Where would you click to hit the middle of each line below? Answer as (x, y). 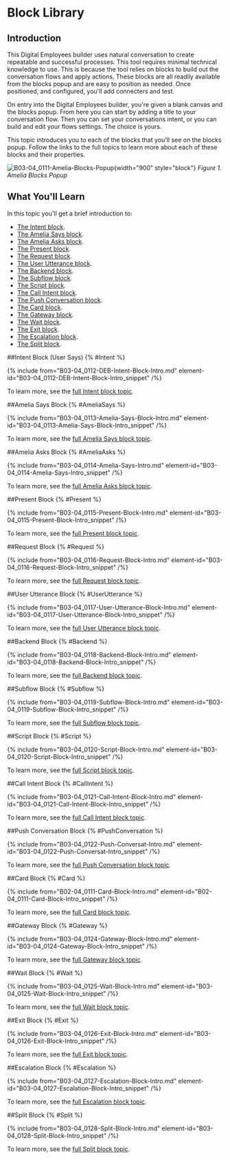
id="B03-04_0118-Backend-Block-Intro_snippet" (76, 662)
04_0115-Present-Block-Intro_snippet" (61, 520)
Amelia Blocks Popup (37, 175)
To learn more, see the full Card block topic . (69, 912)
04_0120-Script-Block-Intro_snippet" (59, 756)
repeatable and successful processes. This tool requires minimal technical (112, 62)
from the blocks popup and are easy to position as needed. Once (99, 84)
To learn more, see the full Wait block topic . (69, 1006)
